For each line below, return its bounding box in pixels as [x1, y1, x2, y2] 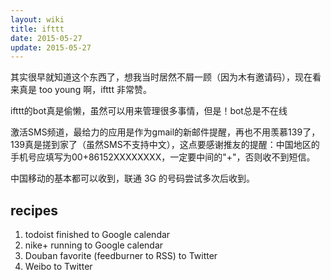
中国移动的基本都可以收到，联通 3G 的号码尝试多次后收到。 [10, 172, 255, 185]
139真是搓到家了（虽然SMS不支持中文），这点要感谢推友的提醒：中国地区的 [10, 139, 320, 151]
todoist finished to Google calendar [24, 229, 171, 241]
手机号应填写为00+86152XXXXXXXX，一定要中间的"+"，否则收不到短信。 [10, 151, 316, 163]
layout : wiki [10, 14, 65, 25]
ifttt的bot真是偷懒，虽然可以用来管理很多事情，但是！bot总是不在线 [10, 105, 288, 117]
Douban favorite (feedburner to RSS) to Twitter [24, 250, 218, 262]
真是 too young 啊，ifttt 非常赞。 [18, 84, 152, 96]
